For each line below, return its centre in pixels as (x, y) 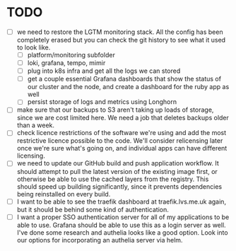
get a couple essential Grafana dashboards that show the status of (124, 79)
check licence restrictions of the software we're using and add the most (122, 133)
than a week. (35, 125)
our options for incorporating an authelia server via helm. (100, 240)
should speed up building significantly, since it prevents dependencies (119, 186)
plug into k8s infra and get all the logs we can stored (104, 71)
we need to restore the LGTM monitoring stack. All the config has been (120, 32)
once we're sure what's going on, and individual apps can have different (122, 148)
